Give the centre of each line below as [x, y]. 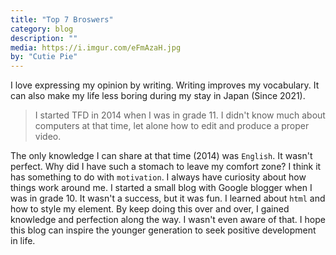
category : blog [42, 29]
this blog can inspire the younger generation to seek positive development [163, 230]
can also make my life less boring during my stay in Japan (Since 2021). [158, 96]
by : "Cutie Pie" [44, 57]
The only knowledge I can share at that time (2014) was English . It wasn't [161, 156]
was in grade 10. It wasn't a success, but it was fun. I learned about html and [168, 198]
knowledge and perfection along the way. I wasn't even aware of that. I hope [168, 220]
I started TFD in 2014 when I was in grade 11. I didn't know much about [180, 115]
